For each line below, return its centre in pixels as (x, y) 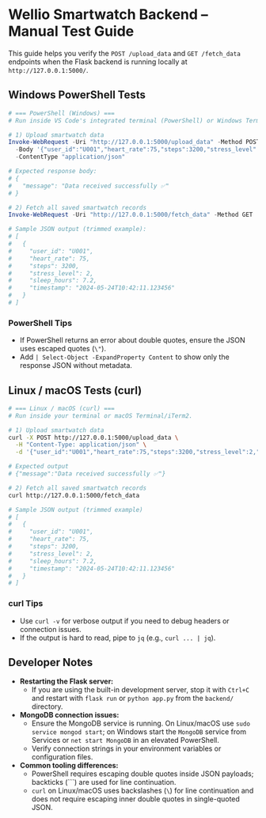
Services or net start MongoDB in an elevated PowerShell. (125, 740)
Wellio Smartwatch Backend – (108, 15)
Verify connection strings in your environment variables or (126, 748)
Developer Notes (51, 663)
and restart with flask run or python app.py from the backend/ (133, 699)
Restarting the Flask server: (66, 681)
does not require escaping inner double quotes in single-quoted (135, 799)
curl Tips (26, 604)
